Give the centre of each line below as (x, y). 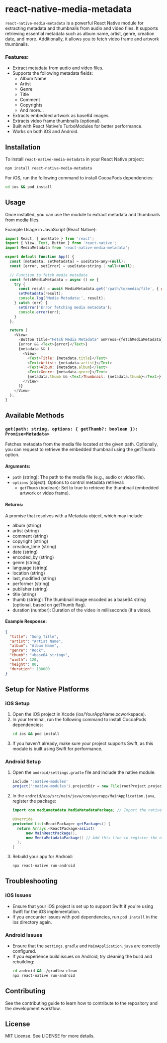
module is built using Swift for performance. (57, 749)
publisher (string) (30, 589)
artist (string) (26, 530)
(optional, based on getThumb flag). (49, 604)
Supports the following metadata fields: (53, 73)
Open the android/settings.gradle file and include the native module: (84, 772)
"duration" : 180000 (30, 669)
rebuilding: (23, 962)
